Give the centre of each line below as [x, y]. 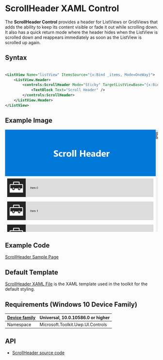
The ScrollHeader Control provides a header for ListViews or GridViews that [81, 22]
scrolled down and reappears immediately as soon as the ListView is [73, 37]
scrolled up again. [23, 42]
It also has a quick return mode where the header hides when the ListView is [81, 32]
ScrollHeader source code [38, 353]
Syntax [16, 58]
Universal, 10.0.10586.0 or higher [75, 317]
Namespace [19, 324]
